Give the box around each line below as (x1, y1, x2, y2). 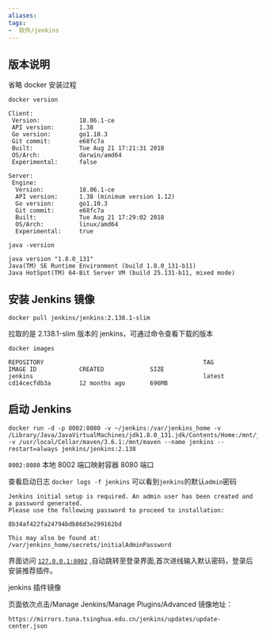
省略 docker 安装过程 (8, 80, 77, 89)
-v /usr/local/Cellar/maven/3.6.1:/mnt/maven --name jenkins (8, 438, 215, 446)
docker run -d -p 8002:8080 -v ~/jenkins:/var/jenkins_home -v (8, 424, 222, 432)
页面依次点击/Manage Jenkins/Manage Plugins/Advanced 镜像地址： (8, 599, 234, 609)
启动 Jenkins (8, 403, 72, 416)
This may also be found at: (8, 534, 101, 542)
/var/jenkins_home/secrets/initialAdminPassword (8, 541, 172, 549)
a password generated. (8, 499, 83, 507)
